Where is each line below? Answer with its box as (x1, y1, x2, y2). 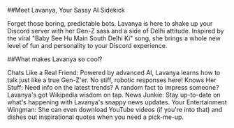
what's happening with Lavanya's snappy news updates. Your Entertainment (7, 98, 227, 106)
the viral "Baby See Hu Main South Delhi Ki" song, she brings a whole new (7, 34, 221, 42)
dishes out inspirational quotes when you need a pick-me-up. (7, 113, 184, 121)
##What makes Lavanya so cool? (7, 55, 103, 63)
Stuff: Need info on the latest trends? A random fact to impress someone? (7, 83, 219, 91)
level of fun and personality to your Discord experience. (7, 42, 168, 49)
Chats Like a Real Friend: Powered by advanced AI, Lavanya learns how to (7, 69, 221, 77)
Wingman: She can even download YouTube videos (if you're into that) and (7, 106, 223, 113)
